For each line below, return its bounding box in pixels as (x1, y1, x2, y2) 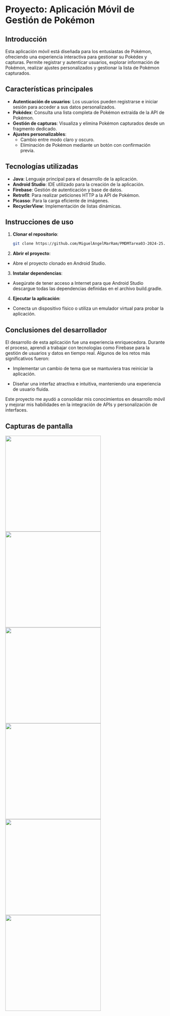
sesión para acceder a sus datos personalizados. (12, 104, 116, 110)
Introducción (5, 35, 47, 43)
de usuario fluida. (12, 386, 50, 392)
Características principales (5, 85, 93, 94)
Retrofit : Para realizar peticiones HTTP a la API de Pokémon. (12, 192, 140, 198)
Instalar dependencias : (12, 270, 63, 277)
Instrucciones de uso (5, 218, 74, 227)
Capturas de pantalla (5, 422, 73, 431)
